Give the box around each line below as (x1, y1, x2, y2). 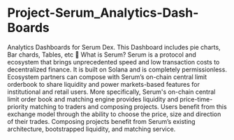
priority (7, 102, 29, 111)
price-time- (180, 94, 213, 103)
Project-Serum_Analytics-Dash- (7, 5, 199, 21)
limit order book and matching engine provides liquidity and (7, 94, 179, 103)
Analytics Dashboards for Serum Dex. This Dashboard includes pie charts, (7, 43, 221, 51)
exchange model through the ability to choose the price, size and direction (7, 110, 221, 118)
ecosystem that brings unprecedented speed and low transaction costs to (7, 57, 220, 66)
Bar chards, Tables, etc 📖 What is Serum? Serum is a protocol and (7, 50, 197, 59)
